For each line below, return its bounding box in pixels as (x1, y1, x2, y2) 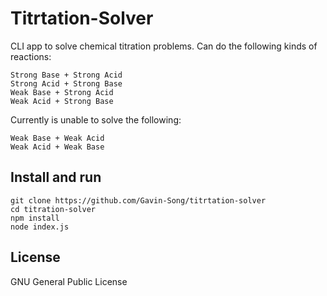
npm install (10, 213, 60, 223)
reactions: (10, 50, 52, 62)
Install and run (10, 169, 102, 186)
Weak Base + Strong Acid (10, 87, 114, 97)
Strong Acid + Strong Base (10, 78, 123, 89)
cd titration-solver (10, 204, 97, 214)
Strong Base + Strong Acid (10, 70, 123, 80)
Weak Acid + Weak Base (10, 142, 105, 152)
